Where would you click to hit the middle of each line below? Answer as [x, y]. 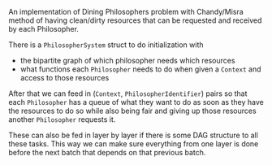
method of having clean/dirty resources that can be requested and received [135, 20]
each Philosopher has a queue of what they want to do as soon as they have [136, 102]
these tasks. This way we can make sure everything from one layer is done [134, 144]
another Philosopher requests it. [62, 119]
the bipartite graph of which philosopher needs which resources [127, 61]
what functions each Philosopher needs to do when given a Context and [140, 69]
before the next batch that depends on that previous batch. [107, 152]
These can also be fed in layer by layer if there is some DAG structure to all [133, 135]
